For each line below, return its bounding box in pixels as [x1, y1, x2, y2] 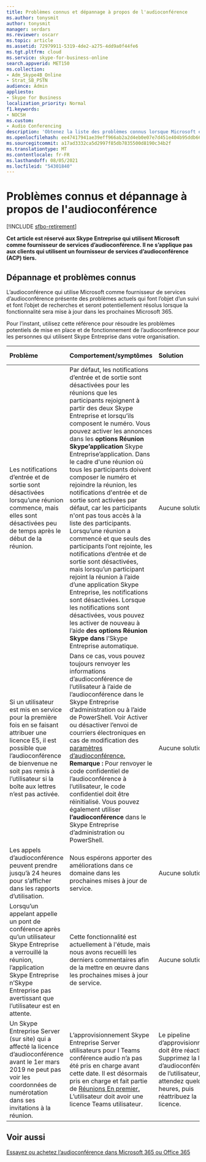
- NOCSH [6, 112, 26, 118]
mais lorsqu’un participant [69, 565, 145, 573]
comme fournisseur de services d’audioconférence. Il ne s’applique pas [6, 241, 193, 249]
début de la [9, 535, 42, 543]
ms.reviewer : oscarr [6, 32, 59, 38]
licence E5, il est [9, 736, 57, 745]
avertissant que [9, 994, 54, 1002]
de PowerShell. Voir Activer [69, 713, 148, 721]
